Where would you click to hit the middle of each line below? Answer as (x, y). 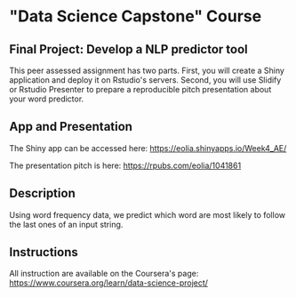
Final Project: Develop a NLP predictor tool (129, 49)
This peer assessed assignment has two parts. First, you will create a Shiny (147, 70)
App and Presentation (71, 127)
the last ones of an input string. (66, 224)
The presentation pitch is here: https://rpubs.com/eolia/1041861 (125, 165)
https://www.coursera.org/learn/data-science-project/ (109, 283)
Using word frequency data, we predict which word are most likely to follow (148, 214)
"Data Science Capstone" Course (136, 16)
